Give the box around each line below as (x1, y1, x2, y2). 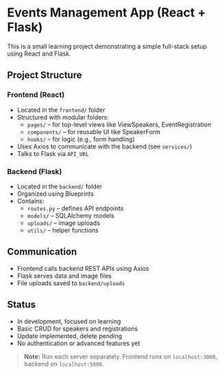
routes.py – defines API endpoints (27, 204, 124, 212)
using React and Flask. (7, 49, 71, 58)
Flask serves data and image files (16, 272, 112, 280)
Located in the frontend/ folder (16, 105, 105, 114)
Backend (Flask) (7, 166, 62, 176)
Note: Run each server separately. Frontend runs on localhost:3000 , (23, 352, 218, 360)
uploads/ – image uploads (27, 219, 101, 227)
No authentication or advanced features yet (16, 339, 140, 347)
